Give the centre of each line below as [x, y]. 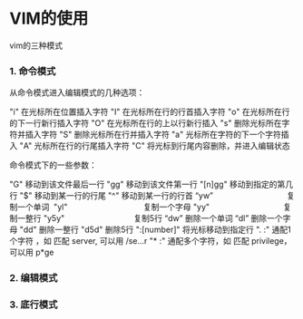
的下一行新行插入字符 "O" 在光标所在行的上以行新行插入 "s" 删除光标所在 [146, 123]
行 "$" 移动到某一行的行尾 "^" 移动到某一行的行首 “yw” [112, 196]
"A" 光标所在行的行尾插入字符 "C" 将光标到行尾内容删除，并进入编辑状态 [155, 146]
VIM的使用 [49, 19]
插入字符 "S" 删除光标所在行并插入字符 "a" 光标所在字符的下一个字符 [153, 135]
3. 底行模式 [34, 304]
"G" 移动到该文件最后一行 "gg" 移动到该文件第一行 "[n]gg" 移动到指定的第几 [151, 184]
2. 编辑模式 [34, 278]
